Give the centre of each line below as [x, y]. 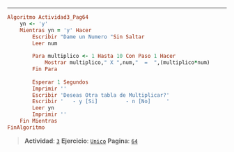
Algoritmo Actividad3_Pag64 [48, 17]
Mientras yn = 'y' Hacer [56, 30]
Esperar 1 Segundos [61, 82]
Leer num [45, 43]
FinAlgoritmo [26, 127]
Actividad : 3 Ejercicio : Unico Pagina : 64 [81, 141]
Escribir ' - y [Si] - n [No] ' [101, 102]
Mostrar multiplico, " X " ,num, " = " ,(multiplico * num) [127, 63]
